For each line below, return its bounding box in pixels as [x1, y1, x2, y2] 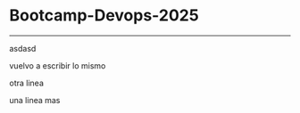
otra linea [9, 77, 45, 88]
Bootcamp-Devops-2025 [9, 5, 199, 26]
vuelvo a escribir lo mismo [9, 60, 106, 71]
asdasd [9, 43, 37, 53]
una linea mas [9, 94, 61, 105]
